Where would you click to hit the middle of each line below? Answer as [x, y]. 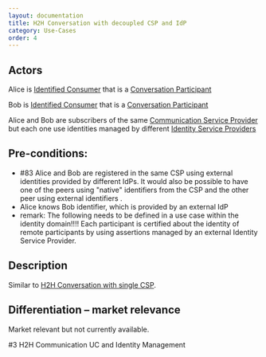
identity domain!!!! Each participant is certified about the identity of [129, 223]
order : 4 [23, 38]
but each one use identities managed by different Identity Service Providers [132, 129]
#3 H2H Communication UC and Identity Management [97, 344]
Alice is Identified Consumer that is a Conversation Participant [110, 89]
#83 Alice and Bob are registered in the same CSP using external [126, 173]
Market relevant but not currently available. [79, 329]
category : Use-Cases [43, 30]
